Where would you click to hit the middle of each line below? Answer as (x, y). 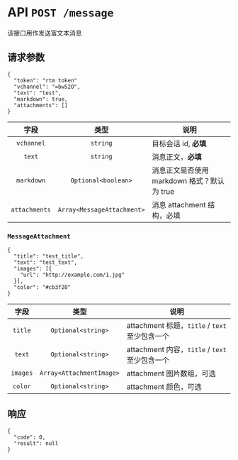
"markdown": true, (41, 99)
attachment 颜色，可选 (164, 387)
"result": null (36, 443)
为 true (163, 191)
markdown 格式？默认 (188, 180)
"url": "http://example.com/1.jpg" (73, 275)
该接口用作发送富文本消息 (45, 33)
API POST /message (61, 12)
